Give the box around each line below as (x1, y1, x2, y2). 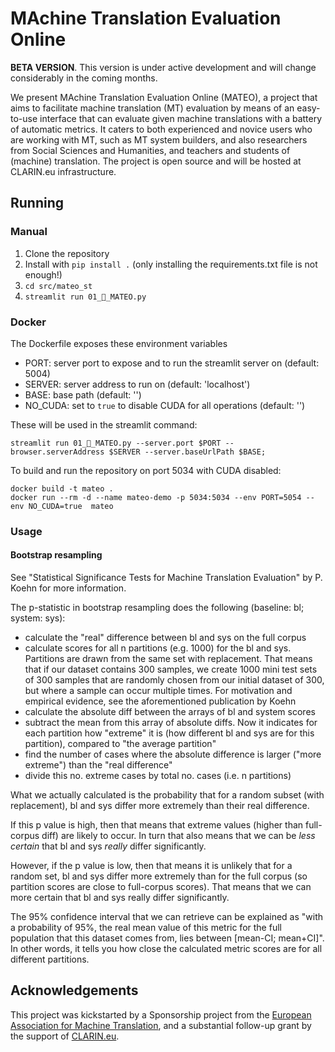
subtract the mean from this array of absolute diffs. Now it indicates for (24, 717, 318, 729)
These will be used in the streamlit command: (10, 418, 198, 431)
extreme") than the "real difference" (24, 759, 173, 771)
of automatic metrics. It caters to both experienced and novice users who (10, 123, 313, 135)
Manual (10, 225, 48, 239)
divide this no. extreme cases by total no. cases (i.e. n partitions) (24, 770, 292, 782)
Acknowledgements (10, 982, 139, 999)
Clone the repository (24, 247, 110, 259)
